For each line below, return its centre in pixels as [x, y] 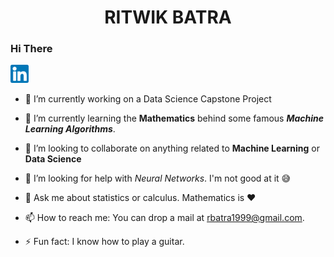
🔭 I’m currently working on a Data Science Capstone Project [148, 99]
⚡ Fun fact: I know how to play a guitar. [104, 242]
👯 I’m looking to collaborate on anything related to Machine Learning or [172, 148]
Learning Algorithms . [70, 129]
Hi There [31, 49]
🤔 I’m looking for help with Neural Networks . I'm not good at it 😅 [158, 178]
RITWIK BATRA [168, 17]
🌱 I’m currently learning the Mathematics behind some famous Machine [174, 118]
